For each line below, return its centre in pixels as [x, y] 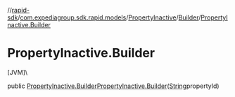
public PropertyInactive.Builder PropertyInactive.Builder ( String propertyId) [113, 86]
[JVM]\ [18, 72]
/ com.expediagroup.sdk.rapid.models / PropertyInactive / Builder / [109, 17]
